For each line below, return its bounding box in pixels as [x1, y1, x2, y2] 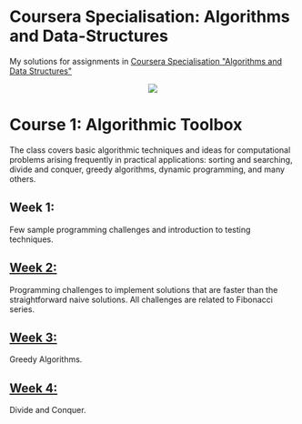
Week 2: [9, 260, 57, 276]
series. [9, 303, 35, 315]
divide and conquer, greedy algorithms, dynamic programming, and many [9, 164, 285, 175]
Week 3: [9, 329, 57, 345]
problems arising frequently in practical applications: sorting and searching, [9, 154, 293, 165]
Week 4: [9, 380, 58, 396]
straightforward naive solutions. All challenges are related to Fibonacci [9, 294, 273, 305]
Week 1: [9, 200, 55, 216]
